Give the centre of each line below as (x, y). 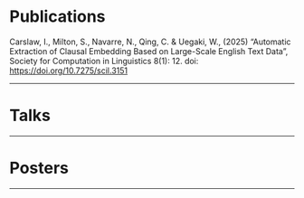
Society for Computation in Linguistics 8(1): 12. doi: (104, 61)
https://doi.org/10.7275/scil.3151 (69, 71)
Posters (39, 168)
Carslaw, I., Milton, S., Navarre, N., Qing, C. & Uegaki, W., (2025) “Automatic (150, 42)
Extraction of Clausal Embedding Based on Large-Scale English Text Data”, (149, 51)
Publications (57, 17)
